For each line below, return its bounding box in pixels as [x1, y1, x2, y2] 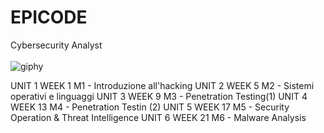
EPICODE [10, 6, 88, 29]
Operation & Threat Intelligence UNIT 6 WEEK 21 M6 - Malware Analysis [10, 111, 307, 123]
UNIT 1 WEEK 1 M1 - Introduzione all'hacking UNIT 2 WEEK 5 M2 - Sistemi [10, 79, 315, 91]
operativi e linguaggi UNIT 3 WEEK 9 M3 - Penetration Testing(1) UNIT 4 [10, 90, 308, 102]
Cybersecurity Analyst [10, 39, 103, 51]
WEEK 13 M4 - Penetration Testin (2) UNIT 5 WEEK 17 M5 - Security [10, 101, 290, 113]
